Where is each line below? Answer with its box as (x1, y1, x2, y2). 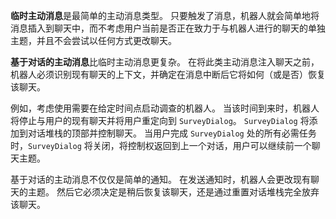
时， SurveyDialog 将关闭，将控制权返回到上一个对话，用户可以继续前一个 (10, 140, 312, 151)
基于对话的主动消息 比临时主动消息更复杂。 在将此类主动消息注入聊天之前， (10, 56, 320, 68)
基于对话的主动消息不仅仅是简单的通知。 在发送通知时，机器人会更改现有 (10, 174, 311, 185)
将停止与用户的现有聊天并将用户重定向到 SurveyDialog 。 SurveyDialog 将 (10, 115, 310, 126)
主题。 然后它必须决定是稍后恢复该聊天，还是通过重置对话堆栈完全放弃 (27, 186, 320, 198)
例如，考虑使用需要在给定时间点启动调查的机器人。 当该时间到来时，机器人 (10, 102, 320, 114)
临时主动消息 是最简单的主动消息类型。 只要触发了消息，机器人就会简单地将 (10, 10, 320, 21)
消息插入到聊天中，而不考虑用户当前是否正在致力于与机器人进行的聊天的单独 (10, 22, 326, 34)
